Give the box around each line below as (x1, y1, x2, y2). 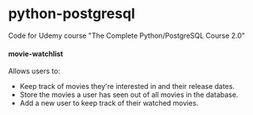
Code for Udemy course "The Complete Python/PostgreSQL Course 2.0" (8, 31, 245, 40)
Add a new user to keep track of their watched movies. (19, 98, 199, 108)
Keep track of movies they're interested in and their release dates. (19, 82, 235, 91)
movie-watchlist (8, 49, 63, 58)
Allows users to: (8, 66, 61, 76)
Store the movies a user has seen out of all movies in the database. (19, 90, 239, 99)
